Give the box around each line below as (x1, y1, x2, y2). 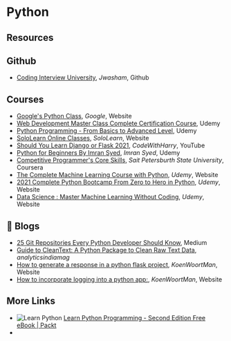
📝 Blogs (6, 220, 40, 232)
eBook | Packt (16, 321, 57, 329)
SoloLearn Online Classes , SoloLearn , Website (16, 134, 149, 142)
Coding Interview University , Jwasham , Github (16, 73, 149, 82)
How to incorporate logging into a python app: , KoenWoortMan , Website (16, 275, 223, 284)
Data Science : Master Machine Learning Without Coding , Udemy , (16, 193, 205, 201)
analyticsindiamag (16, 253, 70, 261)
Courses (6, 93, 44, 105)
